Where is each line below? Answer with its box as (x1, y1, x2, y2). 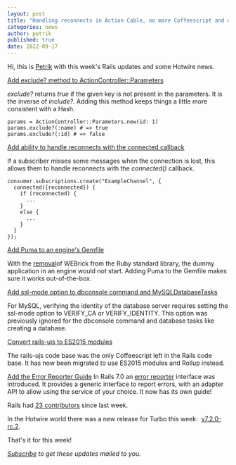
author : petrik (7, 30, 52, 37)
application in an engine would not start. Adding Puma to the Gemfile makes (7, 267, 227, 275)
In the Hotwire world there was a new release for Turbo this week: (7, 415, 198, 423)
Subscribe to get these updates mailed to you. (7, 449, 142, 458)
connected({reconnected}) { (13, 184, 96, 191)
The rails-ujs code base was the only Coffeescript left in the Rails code (7, 352, 212, 359)
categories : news (7, 23, 58, 30)
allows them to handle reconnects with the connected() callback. (7, 164, 195, 173)
